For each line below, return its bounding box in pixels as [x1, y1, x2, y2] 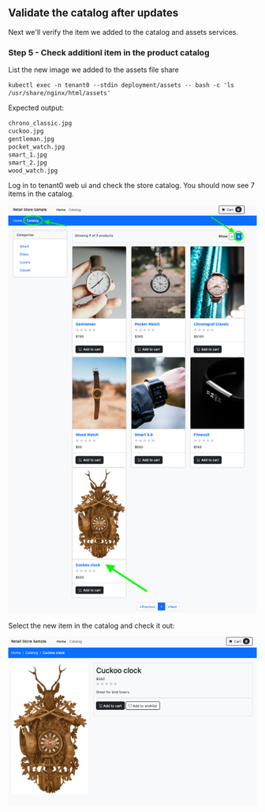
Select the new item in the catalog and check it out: [8, 621, 175, 630]
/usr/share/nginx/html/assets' [8, 89, 111, 97]
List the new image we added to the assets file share [8, 65, 180, 74]
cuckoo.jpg [8, 127, 44, 135]
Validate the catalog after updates [8, 6, 179, 20]
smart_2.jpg [8, 159, 47, 167]
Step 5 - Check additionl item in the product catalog [8, 47, 210, 58]
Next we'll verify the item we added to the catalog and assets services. [8, 27, 239, 36]
